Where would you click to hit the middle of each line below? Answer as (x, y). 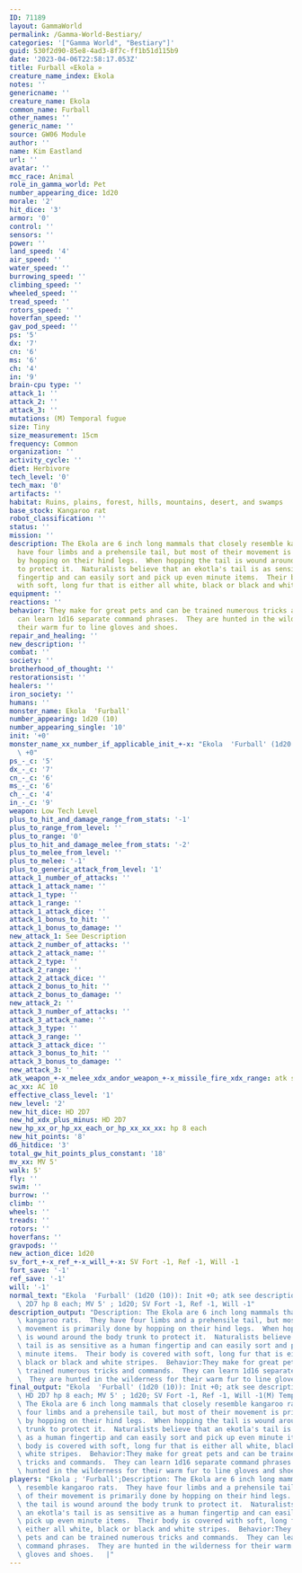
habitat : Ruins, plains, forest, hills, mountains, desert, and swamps (146, 502)
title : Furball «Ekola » (56, 68)
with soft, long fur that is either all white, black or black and (147, 586)
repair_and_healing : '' (54, 636)
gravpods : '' (34, 1245)
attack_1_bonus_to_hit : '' (60, 920)
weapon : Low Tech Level (54, 811)
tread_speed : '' (40, 302)
